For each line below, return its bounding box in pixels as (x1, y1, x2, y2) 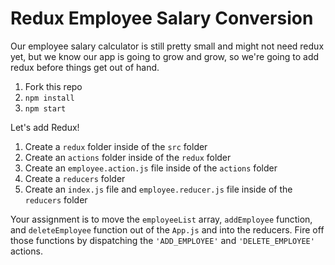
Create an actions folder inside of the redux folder (24, 151, 232, 163)
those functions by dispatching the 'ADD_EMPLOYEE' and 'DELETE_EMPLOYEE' (10, 234, 315, 246)
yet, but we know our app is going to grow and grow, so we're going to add (10, 50, 320, 62)
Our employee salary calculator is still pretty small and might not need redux (10, 40, 325, 52)
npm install (24, 93, 75, 103)
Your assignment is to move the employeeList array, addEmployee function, (10, 213, 313, 225)
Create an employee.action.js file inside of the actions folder (24, 162, 278, 174)
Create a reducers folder (24, 172, 126, 184)
